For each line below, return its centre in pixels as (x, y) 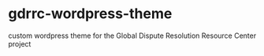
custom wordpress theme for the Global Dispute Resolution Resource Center (132, 35)
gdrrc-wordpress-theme (90, 14)
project (20, 43)
